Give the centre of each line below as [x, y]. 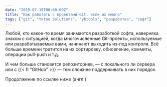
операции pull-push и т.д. [32, 54]
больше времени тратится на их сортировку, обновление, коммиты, [79, 49]
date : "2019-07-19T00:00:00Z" [37, 10]
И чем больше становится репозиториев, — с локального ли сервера [80, 64]
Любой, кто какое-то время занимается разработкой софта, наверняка [82, 33]
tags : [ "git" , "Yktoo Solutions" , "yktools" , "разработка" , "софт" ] [78, 19]
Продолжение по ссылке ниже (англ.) [46, 79]
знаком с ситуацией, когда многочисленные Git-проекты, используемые [83, 38]
